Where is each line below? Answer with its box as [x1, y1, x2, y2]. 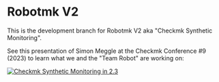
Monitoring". [7, 33, 42, 41]
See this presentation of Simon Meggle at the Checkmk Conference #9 [7, 47, 207, 55]
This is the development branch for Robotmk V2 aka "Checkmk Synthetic [7, 26, 213, 35]
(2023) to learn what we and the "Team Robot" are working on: [7, 54, 184, 62]
